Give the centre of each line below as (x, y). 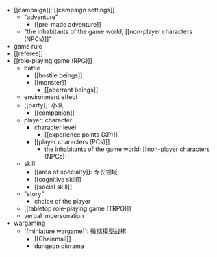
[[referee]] (28, 53)
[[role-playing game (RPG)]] (53, 60)
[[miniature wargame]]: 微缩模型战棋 (75, 231)
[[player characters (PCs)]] (72, 142)
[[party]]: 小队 (43, 105)
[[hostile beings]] (58, 75)
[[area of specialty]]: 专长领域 (76, 172)
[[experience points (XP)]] (81, 135)
